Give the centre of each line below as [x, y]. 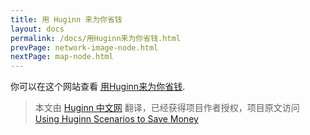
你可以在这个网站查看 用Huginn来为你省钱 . [98, 87]
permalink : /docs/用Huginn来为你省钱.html [95, 38]
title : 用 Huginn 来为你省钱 [66, 19]
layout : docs [37, 29]
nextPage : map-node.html [62, 57]
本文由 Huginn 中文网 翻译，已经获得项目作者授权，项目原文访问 [167, 108]
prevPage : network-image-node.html [84, 47]
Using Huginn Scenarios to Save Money [116, 119]
